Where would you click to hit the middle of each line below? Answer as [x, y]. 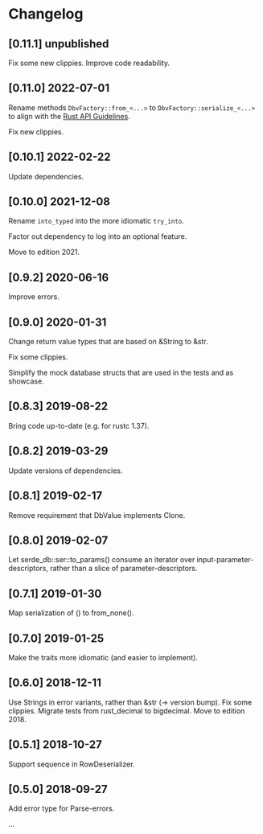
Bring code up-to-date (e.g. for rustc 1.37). [79, 425]
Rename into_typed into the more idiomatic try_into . [97, 221]
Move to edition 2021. [44, 252]
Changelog [46, 14]
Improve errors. [34, 297]
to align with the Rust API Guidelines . [69, 116]
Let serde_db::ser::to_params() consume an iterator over [102, 560]
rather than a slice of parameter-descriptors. [123, 569]
